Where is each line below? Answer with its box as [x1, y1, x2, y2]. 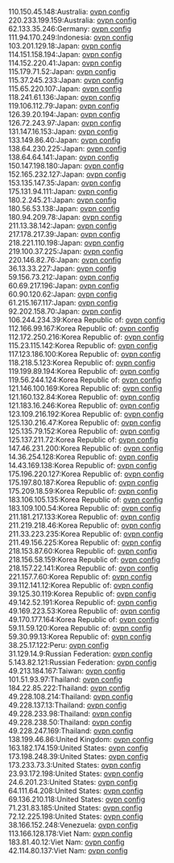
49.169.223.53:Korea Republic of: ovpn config [8, 606, 160, 616]
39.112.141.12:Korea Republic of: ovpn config [8, 580, 154, 590]
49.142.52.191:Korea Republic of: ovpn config [8, 598, 157, 607]
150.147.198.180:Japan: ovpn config [8, 161, 125, 170]
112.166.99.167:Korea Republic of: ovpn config [8, 324, 159, 333]
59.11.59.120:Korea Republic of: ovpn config [8, 624, 152, 633]
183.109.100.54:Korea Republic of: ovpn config [8, 504, 162, 512]
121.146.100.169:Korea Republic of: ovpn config [8, 384, 163, 393]
